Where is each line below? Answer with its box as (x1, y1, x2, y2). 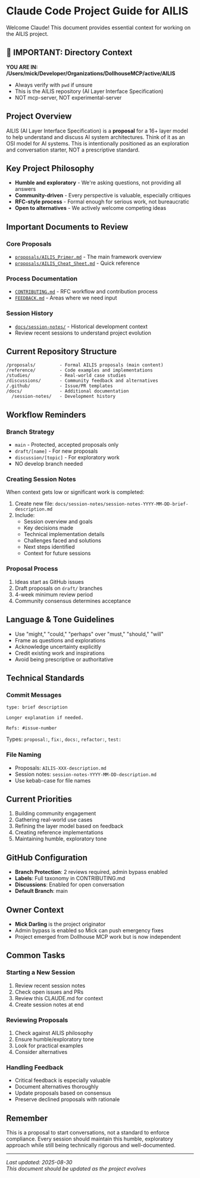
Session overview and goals (23, 518, 93, 525)
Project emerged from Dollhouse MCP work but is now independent (14, 933, 182, 940)
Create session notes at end (14, 1001, 85, 1008)
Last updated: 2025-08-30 (6, 1159, 73, 1166)
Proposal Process (6, 565, 58, 573)
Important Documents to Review (6, 222, 129, 232)
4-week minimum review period (14, 590, 93, 598)
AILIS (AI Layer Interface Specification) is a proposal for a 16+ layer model (6, 127, 189, 134)
